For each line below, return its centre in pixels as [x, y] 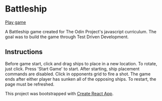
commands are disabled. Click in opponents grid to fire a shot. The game [78, 74]
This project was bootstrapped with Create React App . [59, 93]
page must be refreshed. [30, 84]
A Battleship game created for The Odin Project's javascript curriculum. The [81, 31]
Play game [16, 22]
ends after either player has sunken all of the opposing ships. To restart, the [81, 79]
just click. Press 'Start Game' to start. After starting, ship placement [72, 69]
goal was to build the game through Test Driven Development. [67, 37]
